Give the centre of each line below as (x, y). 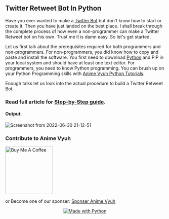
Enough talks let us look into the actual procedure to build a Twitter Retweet (84, 83)
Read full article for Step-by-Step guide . (55, 102)
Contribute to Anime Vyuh (38, 138)
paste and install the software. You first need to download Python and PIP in (84, 57)
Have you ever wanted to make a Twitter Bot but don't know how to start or (83, 20)
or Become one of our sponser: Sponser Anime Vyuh (60, 201)
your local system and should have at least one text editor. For (70, 62)
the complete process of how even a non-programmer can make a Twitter (82, 31)
